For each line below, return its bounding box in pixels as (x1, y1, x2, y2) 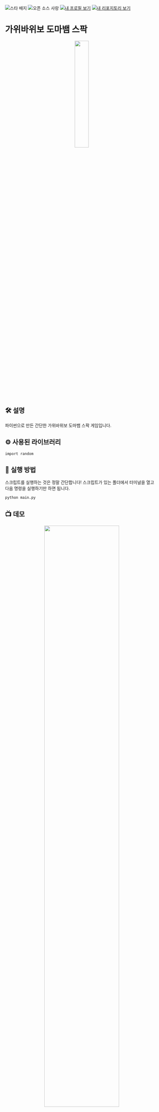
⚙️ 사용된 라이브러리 (5, 438, 61, 446)
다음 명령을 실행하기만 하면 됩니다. (5, 486, 70, 492)
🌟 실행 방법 (5, 465, 36, 474)
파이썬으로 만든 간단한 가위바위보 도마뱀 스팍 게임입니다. (5, 422, 112, 428)
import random (5, 451, 34, 456)
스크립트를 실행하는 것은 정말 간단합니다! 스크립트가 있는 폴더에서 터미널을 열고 (5, 479, 155, 485)
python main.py (5, 495, 36, 500)
